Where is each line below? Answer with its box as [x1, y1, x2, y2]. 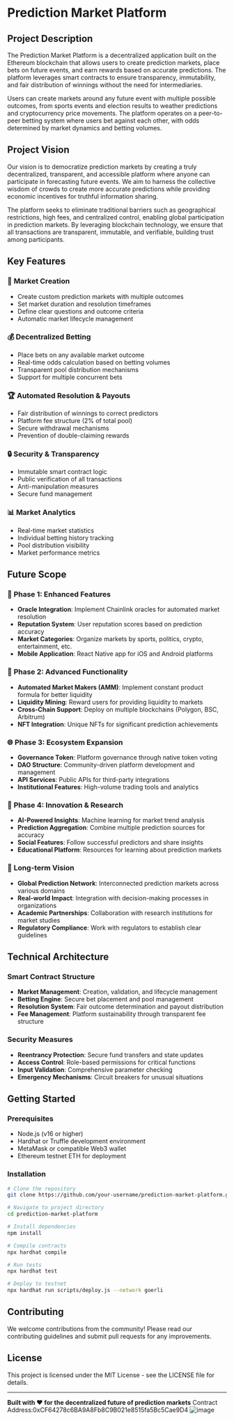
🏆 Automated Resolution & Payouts [7, 390, 131, 400]
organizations [17, 901, 57, 909]
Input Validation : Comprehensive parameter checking [17, 1065, 173, 1074]
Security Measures [7, 1035, 73, 1045]
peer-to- [198, 109, 223, 117]
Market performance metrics [17, 548, 100, 557]
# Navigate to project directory [7, 1204, 104, 1211]
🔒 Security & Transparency [7, 450, 100, 459]
